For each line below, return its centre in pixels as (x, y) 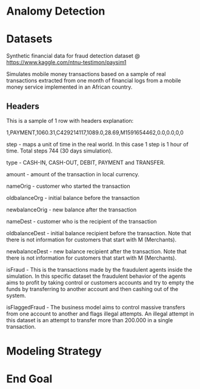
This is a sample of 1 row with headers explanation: (70, 120)
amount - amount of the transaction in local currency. (73, 174)
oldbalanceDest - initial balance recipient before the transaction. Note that (99, 233)
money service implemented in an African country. (69, 87)
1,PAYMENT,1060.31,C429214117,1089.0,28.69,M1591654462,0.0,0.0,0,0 (95, 133)
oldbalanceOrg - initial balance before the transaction (73, 198)
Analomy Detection (56, 11)
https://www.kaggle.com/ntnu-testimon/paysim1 (66, 63)
